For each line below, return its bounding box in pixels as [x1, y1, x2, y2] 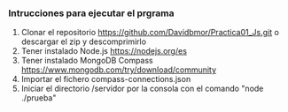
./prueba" [20, 93, 57, 103]
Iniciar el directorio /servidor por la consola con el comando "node [20, 83, 264, 94]
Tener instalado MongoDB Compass [20, 56, 153, 66]
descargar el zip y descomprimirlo [20, 36, 147, 47]
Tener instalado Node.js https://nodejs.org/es [20, 46, 188, 56]
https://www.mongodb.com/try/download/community [20, 64, 217, 75]
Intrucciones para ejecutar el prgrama [8, 7, 175, 19]
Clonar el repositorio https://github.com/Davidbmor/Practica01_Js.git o [20, 27, 280, 38]
